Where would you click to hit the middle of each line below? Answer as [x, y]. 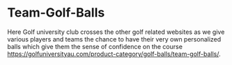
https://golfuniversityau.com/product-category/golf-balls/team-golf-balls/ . [114, 54]
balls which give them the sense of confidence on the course [95, 46]
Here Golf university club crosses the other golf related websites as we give [116, 32]
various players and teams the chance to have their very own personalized [114, 39]
